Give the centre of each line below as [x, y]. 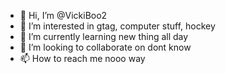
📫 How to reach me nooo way [82, 58]
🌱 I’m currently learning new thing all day [104, 36]
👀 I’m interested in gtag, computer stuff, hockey [117, 26]
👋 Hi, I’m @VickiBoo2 [63, 15]
